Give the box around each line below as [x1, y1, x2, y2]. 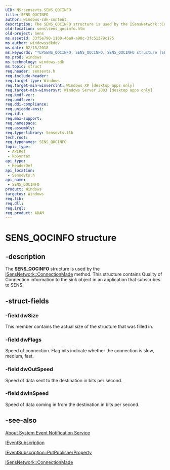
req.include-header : [5, 74, 49, 79]
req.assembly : [5, 125, 35, 130]
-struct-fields [5, 296, 49, 305]
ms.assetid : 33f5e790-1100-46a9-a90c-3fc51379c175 [5, 36, 114, 41]
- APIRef [7, 149, 26, 154]
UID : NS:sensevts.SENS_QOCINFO [5, 7, 71, 13]
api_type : [5, 158, 26, 163]
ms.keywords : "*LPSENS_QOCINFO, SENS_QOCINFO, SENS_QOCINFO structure [5, 50, 157, 55]
